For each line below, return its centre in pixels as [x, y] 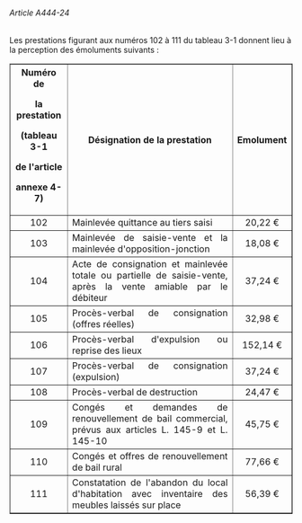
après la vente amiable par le [150, 287]
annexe [32, 187]
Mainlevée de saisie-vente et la [150, 238]
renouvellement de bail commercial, [150, 419]
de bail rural [97, 467]
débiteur [89, 298]
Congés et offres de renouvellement [150, 457]
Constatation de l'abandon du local [150, 483]
